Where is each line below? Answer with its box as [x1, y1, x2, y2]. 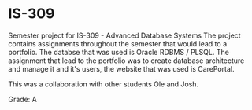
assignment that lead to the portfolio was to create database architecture [8, 56, 245, 65]
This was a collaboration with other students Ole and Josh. [8, 79, 199, 89]
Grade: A [8, 94, 37, 104]
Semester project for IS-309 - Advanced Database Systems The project [8, 31, 242, 40]
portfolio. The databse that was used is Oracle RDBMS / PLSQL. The [8, 47, 230, 57]
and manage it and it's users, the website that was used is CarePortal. [8, 64, 235, 73]
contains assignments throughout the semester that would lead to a [8, 38, 227, 48]
